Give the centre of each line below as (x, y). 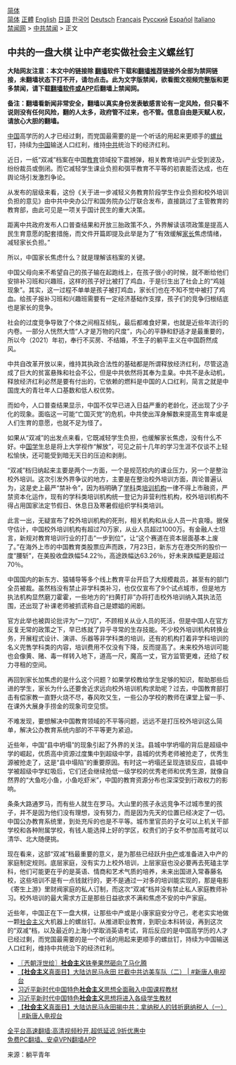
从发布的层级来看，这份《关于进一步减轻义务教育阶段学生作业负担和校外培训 (118, 192)
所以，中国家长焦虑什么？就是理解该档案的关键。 (78, 257)
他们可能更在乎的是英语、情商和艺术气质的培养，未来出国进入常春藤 (118, 871)
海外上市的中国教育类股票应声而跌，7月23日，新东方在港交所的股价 (123, 546)
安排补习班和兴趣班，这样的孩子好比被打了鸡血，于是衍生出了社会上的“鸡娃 (117, 281)
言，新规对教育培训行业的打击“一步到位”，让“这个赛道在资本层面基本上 (110, 538)
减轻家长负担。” (29, 242)
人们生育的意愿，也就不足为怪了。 (57, 422)
